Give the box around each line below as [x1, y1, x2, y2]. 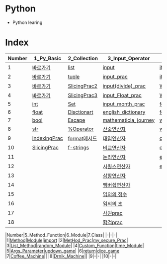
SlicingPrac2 [68, 83, 98, 89]
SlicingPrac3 [68, 91, 98, 98]
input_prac [102, 73, 128, 80]
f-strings [68, 144, 89, 151]
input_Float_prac [102, 91, 142, 98]
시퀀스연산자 [102, 163, 131, 170]
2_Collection [68, 55, 98, 62]
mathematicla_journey [102, 116, 155, 123]
